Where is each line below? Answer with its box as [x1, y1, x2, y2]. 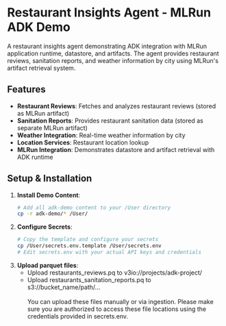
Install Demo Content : [16, 190, 81, 199]
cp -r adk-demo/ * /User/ [16, 210, 88, 217]
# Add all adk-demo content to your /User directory [16, 204, 171, 211]
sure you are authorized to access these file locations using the [27, 305, 207, 313]
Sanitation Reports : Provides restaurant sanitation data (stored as [16, 116, 203, 125]
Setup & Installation [7, 173, 92, 184]
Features [7, 84, 46, 95]
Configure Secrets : [16, 223, 73, 231]
